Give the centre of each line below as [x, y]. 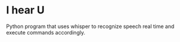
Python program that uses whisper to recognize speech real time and [90, 26]
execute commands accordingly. [46, 32]
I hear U [25, 10]
